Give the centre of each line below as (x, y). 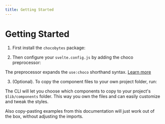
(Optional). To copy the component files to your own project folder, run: (84, 81)
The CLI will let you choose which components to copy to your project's (78, 91)
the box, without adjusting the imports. (44, 116)
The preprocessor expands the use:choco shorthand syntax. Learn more (78, 72)
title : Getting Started (30, 10)
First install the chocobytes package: (49, 48)
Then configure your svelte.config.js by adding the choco (73, 57)
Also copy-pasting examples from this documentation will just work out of (80, 111)
